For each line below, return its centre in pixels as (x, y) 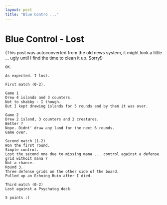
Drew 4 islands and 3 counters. (39, 98)
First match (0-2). (25, 85)
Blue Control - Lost (45, 39)
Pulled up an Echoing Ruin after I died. (49, 176)
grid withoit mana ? (27, 159)
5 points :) (17, 198)
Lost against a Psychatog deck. (39, 189)
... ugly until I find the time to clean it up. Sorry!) (54, 58)
